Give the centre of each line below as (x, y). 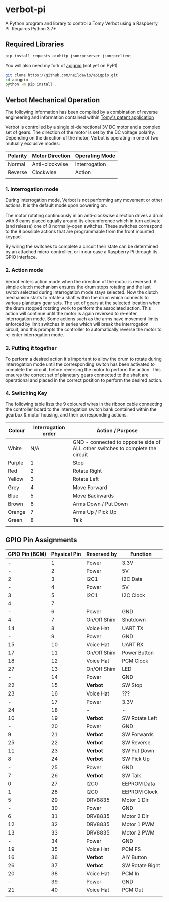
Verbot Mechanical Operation (53, 100)
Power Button (138, 653)
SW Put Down (138, 751)
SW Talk (132, 776)
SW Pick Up (136, 759)
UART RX (133, 645)
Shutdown (134, 620)
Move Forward (90, 488)
